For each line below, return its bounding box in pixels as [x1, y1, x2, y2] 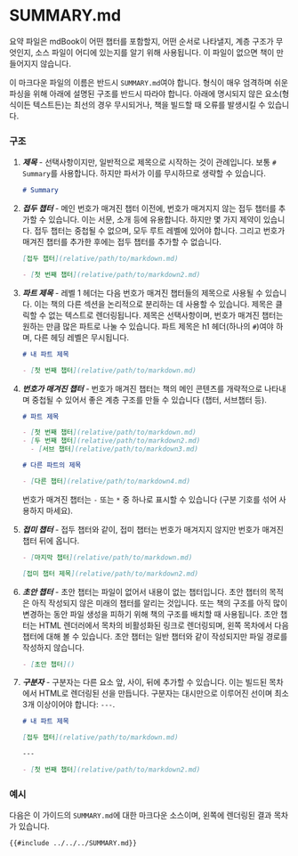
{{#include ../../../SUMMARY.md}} [9, 839, 138, 848]
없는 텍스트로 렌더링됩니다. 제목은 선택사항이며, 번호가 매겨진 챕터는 [48, 309, 284, 321]
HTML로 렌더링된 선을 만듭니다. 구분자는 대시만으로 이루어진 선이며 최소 [38, 688, 289, 699]
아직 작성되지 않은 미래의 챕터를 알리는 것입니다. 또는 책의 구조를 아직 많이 [31, 598, 288, 608]
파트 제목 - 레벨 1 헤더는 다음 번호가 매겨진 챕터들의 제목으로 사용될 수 [21, 287, 264, 298]
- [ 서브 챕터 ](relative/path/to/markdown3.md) [30, 444, 198, 454]
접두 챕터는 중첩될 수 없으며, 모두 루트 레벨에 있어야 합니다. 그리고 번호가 [34, 225, 286, 236]
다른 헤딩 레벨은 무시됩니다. [34, 331, 130, 343]
